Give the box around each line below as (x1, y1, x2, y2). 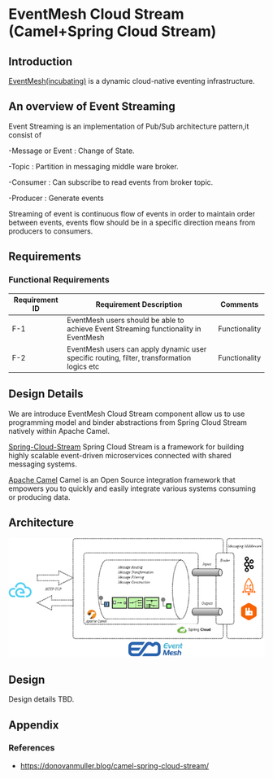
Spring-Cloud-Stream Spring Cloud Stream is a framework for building (8, 441, 245, 452)
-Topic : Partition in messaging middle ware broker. (8, 161, 179, 171)
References (8, 742, 55, 754)
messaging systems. (8, 459, 77, 469)
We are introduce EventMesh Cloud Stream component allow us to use (8, 409, 245, 418)
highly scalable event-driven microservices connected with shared (8, 450, 232, 460)
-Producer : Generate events (8, 193, 104, 203)
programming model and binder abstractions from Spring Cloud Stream (8, 417, 248, 427)
